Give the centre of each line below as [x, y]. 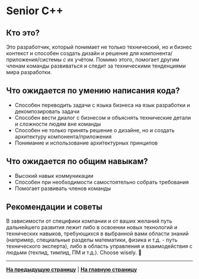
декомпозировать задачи [47, 111]
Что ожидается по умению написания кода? [93, 91]
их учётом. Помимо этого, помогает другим [123, 60]
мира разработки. [29, 72]
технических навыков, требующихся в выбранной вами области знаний [97, 234]
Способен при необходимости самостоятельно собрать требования [102, 182]
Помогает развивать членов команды [63, 188]
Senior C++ [35, 11]
